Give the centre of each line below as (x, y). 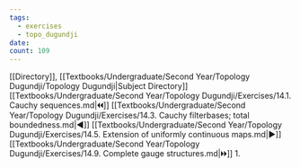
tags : (19, 18)
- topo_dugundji (48, 34)
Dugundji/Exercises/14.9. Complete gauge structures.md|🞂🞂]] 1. (125, 154)
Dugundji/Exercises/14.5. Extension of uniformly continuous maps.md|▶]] (146, 135)
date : (19, 43)
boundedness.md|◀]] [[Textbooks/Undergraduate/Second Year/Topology (146, 125)
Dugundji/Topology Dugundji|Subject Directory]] (99, 86)
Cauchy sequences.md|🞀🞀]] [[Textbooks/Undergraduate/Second (128, 105)
